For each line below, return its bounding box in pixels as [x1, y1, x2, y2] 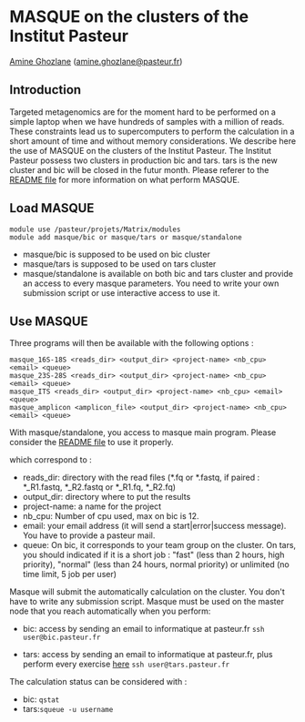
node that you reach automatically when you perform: [9, 605, 211, 616]
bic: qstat [22, 694, 60, 705]
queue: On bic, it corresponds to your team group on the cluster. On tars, [22, 540, 297, 551]
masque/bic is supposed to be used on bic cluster [22, 249, 211, 259]
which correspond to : [9, 454, 93, 465]
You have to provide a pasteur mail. [22, 530, 156, 541]
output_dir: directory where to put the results [22, 492, 191, 503]
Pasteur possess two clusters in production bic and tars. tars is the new [9, 155, 278, 166]
